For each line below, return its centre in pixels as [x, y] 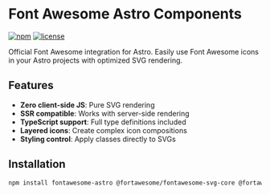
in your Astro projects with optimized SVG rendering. [96, 60]
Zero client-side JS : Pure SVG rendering [87, 104]
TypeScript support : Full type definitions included [103, 122]
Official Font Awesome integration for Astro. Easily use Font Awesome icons [134, 51]
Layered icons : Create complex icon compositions [103, 130]
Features [31, 85]
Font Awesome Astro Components [125, 14]
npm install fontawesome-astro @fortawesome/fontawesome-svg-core [122, 183]
